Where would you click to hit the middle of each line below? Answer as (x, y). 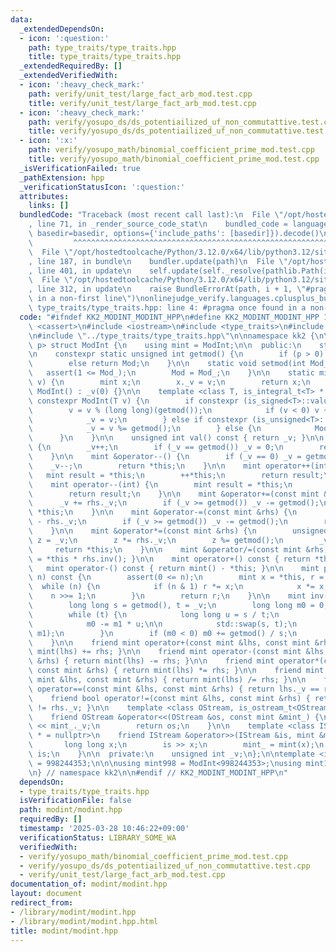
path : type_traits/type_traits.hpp (102, 47)
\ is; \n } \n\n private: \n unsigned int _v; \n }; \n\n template (171, 754)
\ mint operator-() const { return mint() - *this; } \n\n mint (174, 568)
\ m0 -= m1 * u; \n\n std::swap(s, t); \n (163, 624)
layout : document (46, 894)
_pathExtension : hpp (62, 177)
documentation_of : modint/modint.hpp (89, 884)
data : (21, 19)
